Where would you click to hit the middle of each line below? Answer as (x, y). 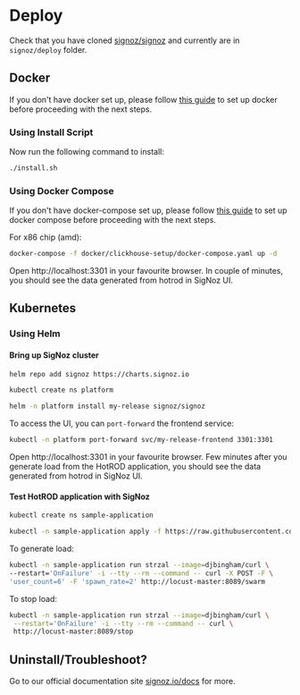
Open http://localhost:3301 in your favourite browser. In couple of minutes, (146, 271)
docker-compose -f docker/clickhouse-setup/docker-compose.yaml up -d (143, 254)
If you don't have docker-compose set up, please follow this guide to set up (148, 210)
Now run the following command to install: (87, 152)
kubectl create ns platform (62, 390)
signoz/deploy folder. (48, 49)
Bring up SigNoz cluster (54, 355)
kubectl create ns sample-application (81, 515)
